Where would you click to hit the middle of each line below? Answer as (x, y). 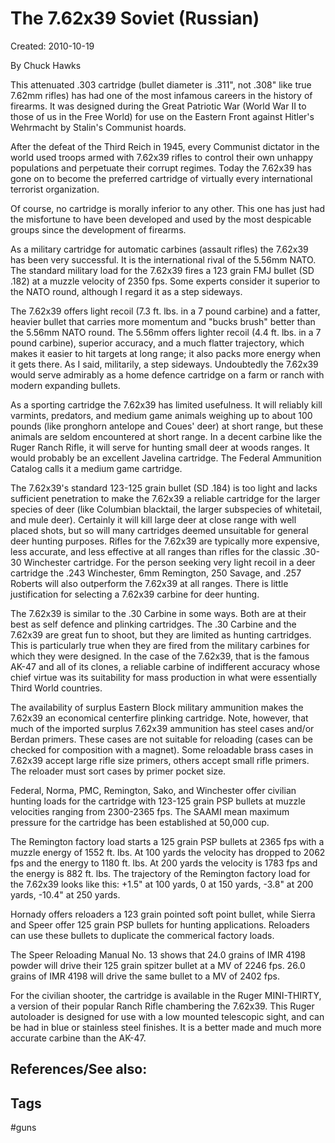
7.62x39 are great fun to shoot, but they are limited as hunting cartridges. (161, 634)
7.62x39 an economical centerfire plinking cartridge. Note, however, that (159, 718)
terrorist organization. (55, 189)
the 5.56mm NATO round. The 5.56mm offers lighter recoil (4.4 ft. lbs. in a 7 (166, 332)
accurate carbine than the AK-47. (78, 1038)
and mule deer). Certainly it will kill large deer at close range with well (153, 519)
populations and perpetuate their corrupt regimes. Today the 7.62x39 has (161, 168)
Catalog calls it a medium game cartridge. (96, 468)
